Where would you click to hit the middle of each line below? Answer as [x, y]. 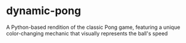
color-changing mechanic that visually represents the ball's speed [87, 33]
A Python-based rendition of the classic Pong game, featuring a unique [93, 27]
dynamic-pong [44, 11]
